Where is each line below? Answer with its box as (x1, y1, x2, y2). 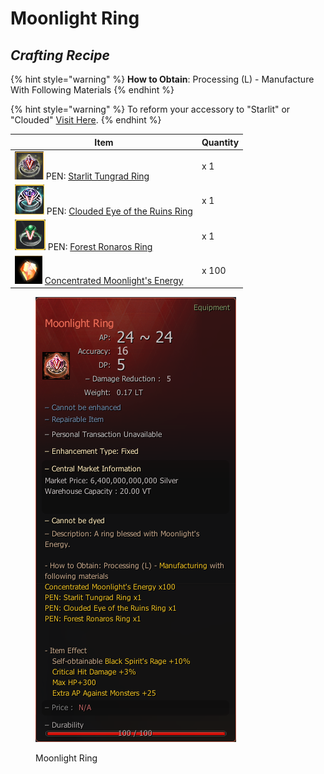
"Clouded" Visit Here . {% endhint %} (10, 114, 162, 126)
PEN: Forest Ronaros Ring (47, 241, 153, 253)
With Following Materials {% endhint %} (10, 84, 175, 96)
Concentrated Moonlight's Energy (44, 274, 184, 286)
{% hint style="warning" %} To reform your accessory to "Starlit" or (10, 103, 291, 115)
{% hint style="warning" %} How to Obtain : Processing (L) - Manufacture (10, 73, 315, 85)
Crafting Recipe (10, 47, 110, 64)
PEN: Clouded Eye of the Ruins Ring (46, 205, 193, 217)
